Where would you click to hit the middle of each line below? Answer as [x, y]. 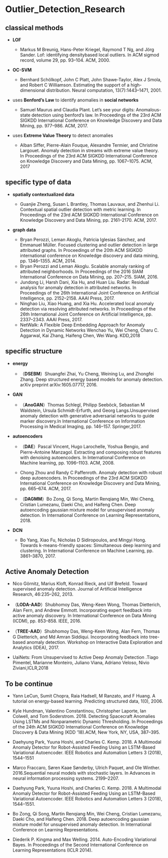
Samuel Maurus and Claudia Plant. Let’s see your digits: [77, 110]
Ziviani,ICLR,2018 [30, 668]
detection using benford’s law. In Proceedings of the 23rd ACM [97, 115]
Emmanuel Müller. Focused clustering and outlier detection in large [89, 245]
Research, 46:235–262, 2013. [43, 594]
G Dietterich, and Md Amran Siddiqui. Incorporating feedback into [80, 637]
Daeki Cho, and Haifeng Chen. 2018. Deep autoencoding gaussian [81, 819]
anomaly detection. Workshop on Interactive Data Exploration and [95, 642]
